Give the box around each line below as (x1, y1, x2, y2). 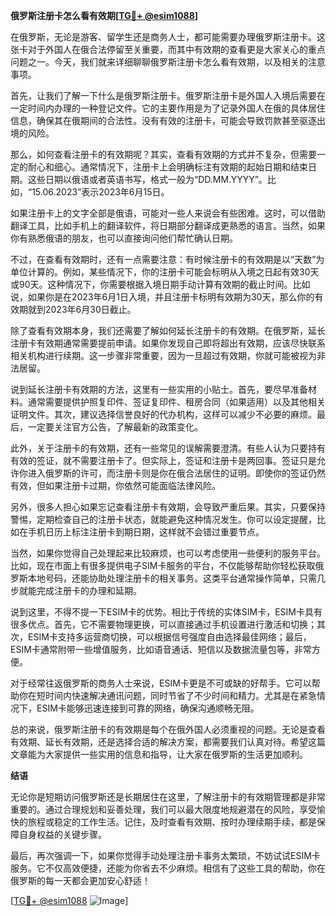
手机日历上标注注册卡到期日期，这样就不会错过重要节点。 (27, 526, 265, 538)
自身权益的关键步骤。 (18, 829, 107, 840)
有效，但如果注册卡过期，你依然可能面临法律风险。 (10, 480, 221, 491)
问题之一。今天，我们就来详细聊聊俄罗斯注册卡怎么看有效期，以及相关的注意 (10, 56, 326, 68)
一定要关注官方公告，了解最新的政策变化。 (27, 421, 203, 433)
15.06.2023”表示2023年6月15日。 (31, 186, 170, 198)
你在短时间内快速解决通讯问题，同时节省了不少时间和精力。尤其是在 (18, 690, 300, 701)
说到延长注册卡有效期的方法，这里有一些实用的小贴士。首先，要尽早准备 (10, 384, 308, 395)
